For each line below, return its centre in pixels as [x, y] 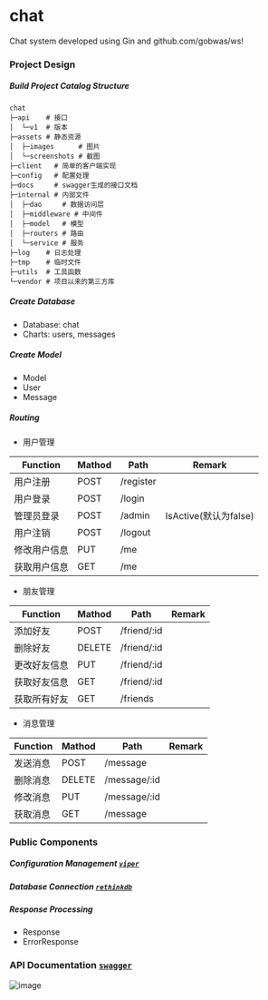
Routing [24, 417]
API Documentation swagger [71, 966]
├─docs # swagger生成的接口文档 [74, 185]
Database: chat [51, 324]
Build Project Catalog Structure [69, 86]
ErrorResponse [50, 942]
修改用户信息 [42, 550]
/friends [137, 698]
